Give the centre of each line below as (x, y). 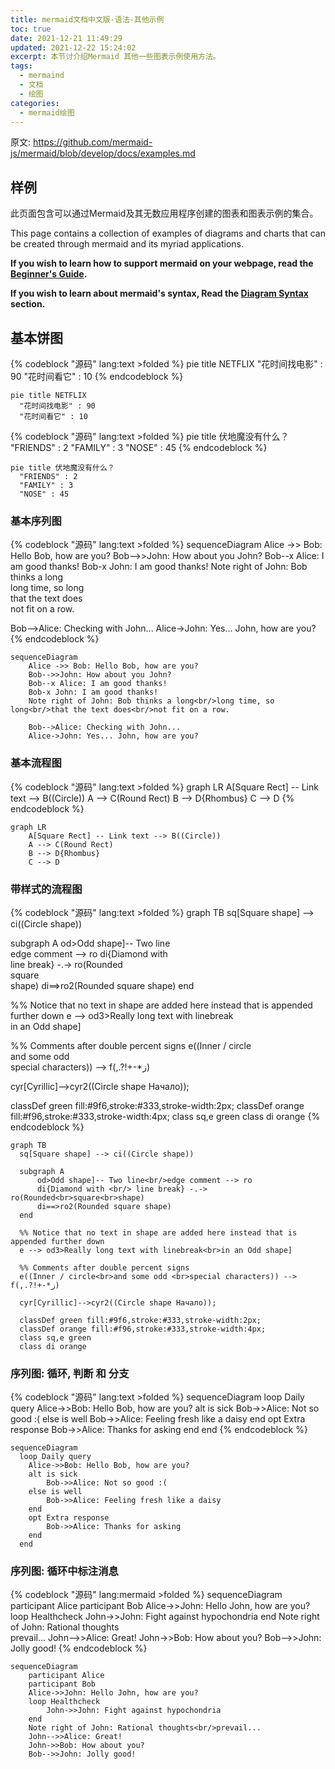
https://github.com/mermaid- (92, 142)
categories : (35, 103)
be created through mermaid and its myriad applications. (127, 244)
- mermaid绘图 (47, 112)
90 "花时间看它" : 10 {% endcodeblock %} (97, 376)
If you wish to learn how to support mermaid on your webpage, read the (162, 263)
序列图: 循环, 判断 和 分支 (70, 1373)
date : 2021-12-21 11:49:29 (66, 38)
